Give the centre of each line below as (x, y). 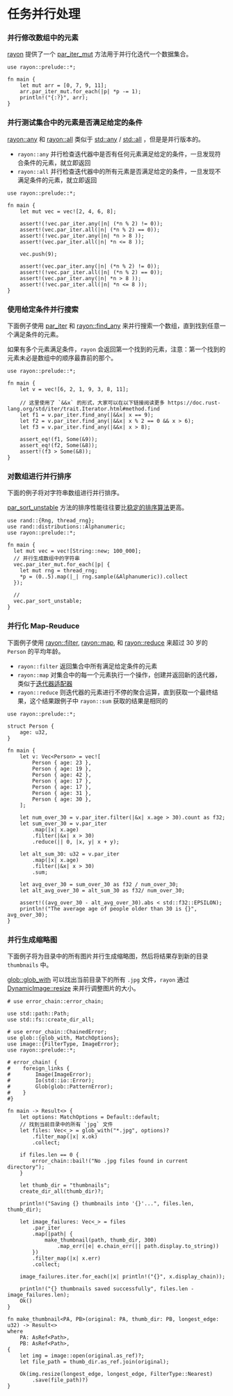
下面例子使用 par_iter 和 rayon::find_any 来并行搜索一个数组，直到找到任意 (114, 326)
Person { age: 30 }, (62, 799)
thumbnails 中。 (30, 965)
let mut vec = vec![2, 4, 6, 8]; (68, 211)
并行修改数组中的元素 (43, 38)
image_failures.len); (39, 1294)
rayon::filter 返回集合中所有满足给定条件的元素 (87, 666)
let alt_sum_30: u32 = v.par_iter (70, 854)
